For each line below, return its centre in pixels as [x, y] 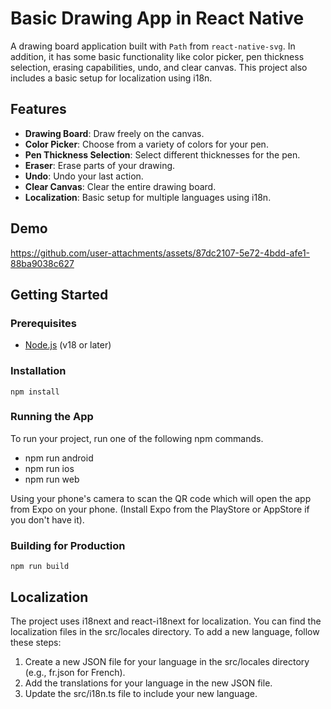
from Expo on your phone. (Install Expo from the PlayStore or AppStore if [160, 509]
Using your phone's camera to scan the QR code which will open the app [161, 498]
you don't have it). [47, 519]
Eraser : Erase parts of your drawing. [100, 165]
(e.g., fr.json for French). [75, 672]
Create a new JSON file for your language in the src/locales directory [167, 661]
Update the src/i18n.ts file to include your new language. [141, 693]
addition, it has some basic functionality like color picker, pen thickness [157, 56]
